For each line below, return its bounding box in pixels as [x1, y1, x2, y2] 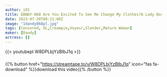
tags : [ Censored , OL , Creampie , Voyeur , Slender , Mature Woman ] [5, 26, 133, 31]
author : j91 [5, 7, 30, 12]
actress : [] [5, 35, 30, 40]
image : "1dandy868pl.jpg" [5, 21, 59, 26]
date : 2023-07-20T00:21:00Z [5, 16, 64, 21]
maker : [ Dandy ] [5, 30, 37, 35]
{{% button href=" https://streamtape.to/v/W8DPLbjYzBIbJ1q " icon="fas [5, 61, 152, 67]
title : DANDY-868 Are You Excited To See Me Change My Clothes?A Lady [5, 12, 155, 17]
